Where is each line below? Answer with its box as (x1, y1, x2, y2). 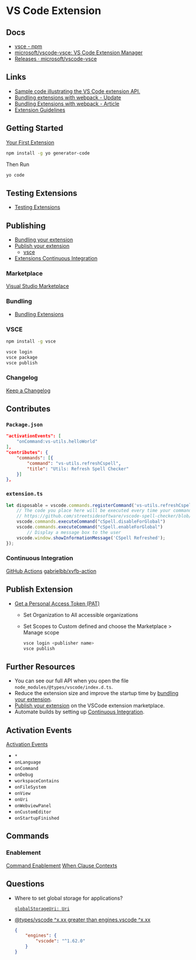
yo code (6, 172, 25, 178)
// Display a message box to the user (27, 529, 121, 536)
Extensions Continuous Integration (14, 255, 98, 261)
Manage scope (23, 629, 60, 636)
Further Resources (6, 662, 75, 672)
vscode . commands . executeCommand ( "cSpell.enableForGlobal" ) (16, 524, 163, 530)
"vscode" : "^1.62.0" (36, 938, 86, 944)
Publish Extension (6, 585, 73, 595)
